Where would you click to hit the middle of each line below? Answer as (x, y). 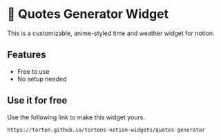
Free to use (33, 71)
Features (27, 55)
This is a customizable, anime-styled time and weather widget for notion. (111, 33)
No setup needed (42, 79)
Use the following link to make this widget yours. (76, 117)
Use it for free (37, 100)
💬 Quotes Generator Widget (88, 14)
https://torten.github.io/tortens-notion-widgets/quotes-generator (106, 130)
